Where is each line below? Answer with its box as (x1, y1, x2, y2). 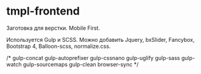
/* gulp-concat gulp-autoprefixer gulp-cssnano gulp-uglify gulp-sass (6, 54, 180, 61)
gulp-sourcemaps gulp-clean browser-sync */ (23, 61, 139, 68)
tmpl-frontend (6, 4, 80, 18)
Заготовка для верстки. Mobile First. (6, 24, 100, 32)
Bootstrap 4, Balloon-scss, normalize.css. (6, 42, 111, 50)
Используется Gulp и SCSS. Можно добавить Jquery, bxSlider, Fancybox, (6, 36, 195, 43)
